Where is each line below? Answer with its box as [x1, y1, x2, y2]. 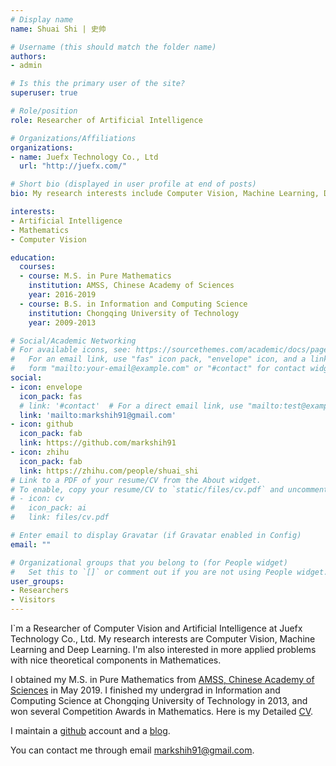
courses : [19, 262, 56, 272]
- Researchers [10, 586, 70, 596]
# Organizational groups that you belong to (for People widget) [10, 557, 288, 568]
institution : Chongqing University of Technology [28, 308, 240, 318]
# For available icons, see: [10, 345, 132, 355]
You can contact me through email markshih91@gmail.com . [10, 744, 255, 756]
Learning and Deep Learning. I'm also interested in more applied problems [10, 644, 317, 655]
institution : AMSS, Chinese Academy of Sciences [28, 281, 235, 291]
